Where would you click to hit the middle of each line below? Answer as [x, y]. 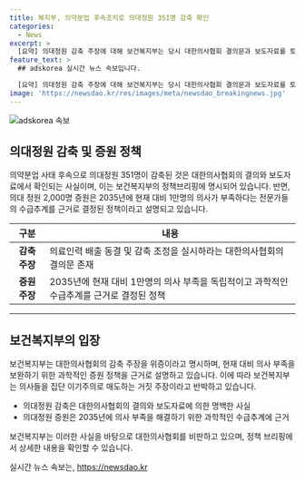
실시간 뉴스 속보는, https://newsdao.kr [79, 467]
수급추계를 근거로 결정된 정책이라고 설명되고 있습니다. [113, 209]
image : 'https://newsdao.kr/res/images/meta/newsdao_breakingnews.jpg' [148, 93]
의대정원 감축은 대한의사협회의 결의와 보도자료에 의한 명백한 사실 [137, 406]
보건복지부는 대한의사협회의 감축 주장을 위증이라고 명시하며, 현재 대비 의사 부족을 [152, 364]
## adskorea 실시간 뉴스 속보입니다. [79, 69]
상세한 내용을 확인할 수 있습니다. [76, 448]
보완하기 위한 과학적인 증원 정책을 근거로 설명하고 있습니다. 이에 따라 [130, 375]
